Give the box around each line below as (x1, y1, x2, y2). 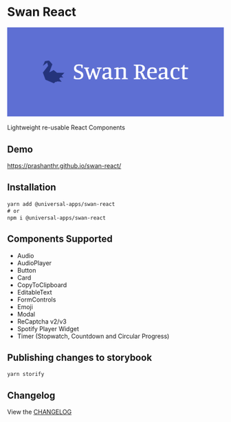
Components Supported (7, 233, 113, 245)
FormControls (16, 295, 56, 304)
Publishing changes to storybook (7, 352, 153, 363)
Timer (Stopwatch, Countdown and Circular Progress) (16, 332, 170, 340)
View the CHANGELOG (7, 408, 72, 416)
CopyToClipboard (16, 280, 67, 289)
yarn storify (7, 371, 45, 378)
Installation (7, 182, 56, 193)
